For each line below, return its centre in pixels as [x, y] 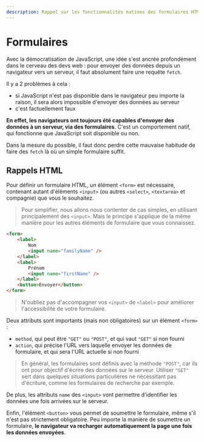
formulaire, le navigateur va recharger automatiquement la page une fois [99, 426]
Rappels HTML [35, 170]
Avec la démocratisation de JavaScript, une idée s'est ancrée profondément [101, 59]
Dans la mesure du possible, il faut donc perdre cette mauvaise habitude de [101, 145]
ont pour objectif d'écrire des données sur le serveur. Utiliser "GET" [105, 370]
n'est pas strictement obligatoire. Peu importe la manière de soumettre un [98, 419]
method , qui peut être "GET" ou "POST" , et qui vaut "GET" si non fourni [100, 339]
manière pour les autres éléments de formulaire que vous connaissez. [108, 223]
